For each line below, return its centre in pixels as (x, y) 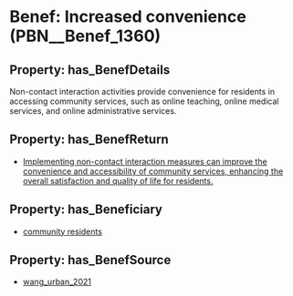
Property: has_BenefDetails (90, 70)
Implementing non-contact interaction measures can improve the (145, 161)
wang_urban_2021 (57, 282)
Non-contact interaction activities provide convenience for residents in (142, 92)
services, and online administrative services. (93, 111)
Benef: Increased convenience (128, 17)
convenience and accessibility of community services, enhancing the (153, 171)
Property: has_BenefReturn (89, 140)
